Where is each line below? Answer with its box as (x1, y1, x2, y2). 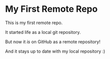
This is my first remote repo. (5, 20, 63, 26)
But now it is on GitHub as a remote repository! (5, 38, 101, 45)
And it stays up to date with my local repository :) (5, 48, 106, 54)
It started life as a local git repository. (5, 29, 81, 35)
